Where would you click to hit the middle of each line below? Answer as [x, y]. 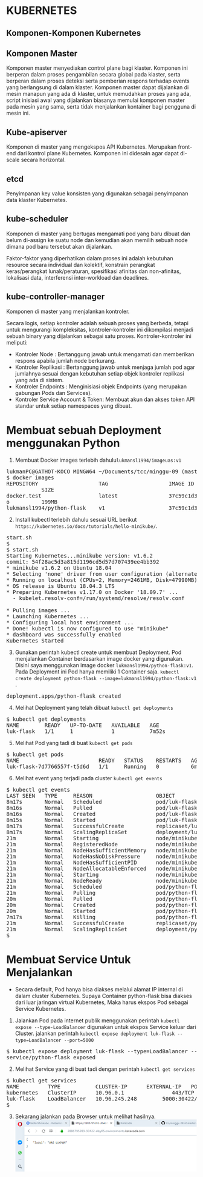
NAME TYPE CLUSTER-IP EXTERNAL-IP [94, 1086]
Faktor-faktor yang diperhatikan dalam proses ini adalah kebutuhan [90, 258]
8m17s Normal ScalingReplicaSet [67, 832]
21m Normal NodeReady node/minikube [102, 881]
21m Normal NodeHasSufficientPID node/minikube [102, 862]
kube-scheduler [37, 219]
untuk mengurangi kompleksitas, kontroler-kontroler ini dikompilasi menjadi [100, 329]
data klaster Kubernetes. [37, 200]
